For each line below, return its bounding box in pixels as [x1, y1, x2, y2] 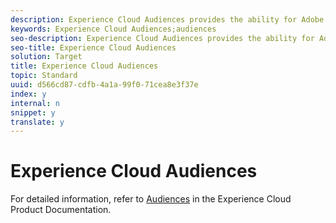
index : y [10, 89, 47, 99]
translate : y [10, 117, 65, 127]
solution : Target [10, 52, 83, 62]
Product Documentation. [10, 204, 112, 216]
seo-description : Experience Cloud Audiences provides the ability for [10, 33, 315, 43]
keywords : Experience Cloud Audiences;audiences [10, 24, 217, 34]
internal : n [10, 98, 60, 108]
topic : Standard [10, 71, 78, 81]
